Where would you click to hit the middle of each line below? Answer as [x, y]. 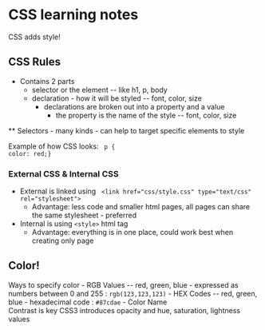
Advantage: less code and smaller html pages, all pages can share [140, 207]
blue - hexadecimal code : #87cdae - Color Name [88, 302]
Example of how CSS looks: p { [62, 146]
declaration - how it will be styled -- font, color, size [117, 98]
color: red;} [30, 153]
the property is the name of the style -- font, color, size [146, 115]
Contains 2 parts [47, 81]
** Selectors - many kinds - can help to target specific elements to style [127, 130]
